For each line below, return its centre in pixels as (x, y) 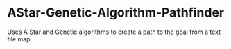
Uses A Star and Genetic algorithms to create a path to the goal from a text (114, 32)
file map (19, 39)
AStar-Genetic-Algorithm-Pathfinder (116, 13)
